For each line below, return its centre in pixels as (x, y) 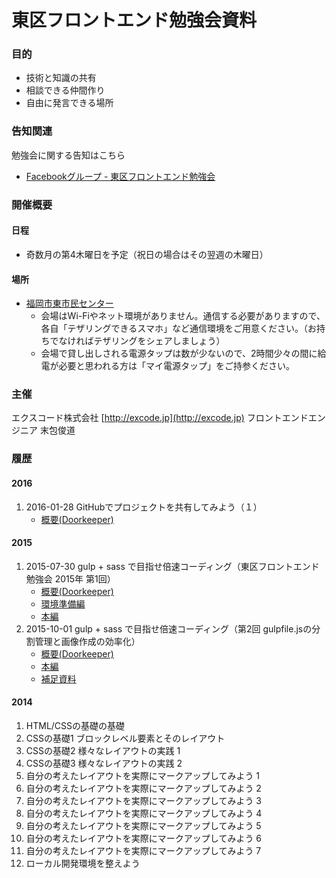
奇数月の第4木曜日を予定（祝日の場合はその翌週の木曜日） (147, 254)
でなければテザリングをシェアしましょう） (137, 341)
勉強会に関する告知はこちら (68, 155)
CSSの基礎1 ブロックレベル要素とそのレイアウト (125, 738)
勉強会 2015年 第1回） (70, 578)
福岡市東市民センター (69, 303)
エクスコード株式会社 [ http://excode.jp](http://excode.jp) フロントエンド (160, 418)
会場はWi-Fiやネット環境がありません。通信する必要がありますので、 (183, 316)
